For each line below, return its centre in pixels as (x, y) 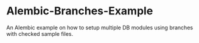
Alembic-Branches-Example (80, 11)
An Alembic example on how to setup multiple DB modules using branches (100, 27)
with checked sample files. (40, 33)
